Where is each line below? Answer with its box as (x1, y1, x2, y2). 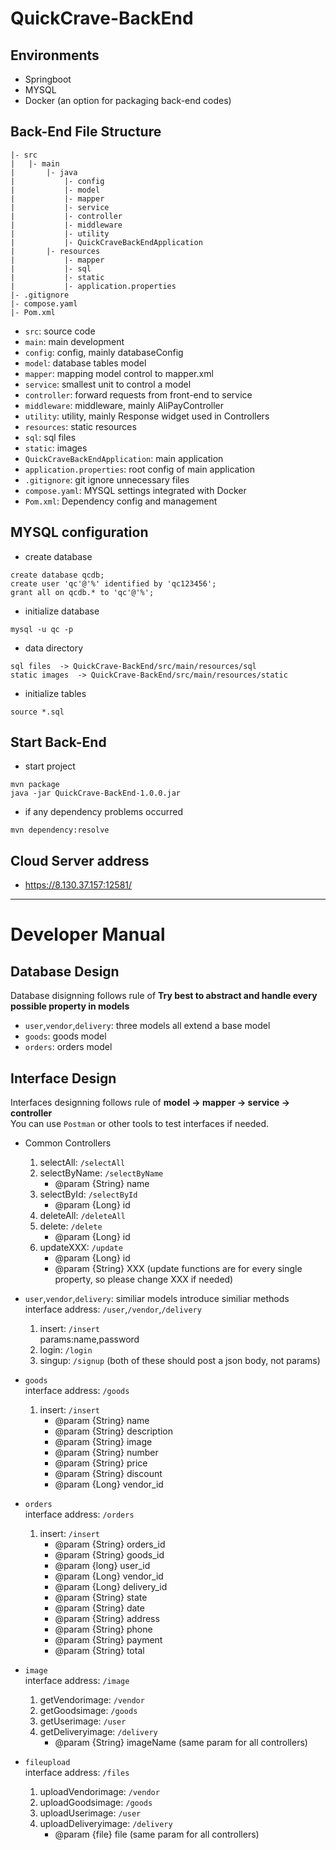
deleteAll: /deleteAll (39, 1210, 127, 1222)
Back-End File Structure (10, 123, 162, 141)
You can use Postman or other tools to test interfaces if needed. (10, 1118, 270, 1130)
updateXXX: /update (39, 1242, 123, 1254)
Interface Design (10, 1070, 117, 1087)
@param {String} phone (54, 1623, 153, 1636)
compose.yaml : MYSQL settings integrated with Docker (24, 484, 247, 496)
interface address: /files (24, 1767, 130, 1779)
